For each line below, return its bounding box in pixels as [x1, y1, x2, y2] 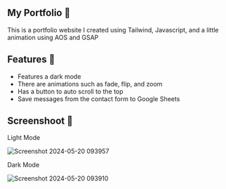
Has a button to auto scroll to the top [17, 87, 124, 96]
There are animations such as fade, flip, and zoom [17, 79, 163, 88]
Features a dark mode [17, 72, 81, 81]
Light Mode [7, 133, 41, 142]
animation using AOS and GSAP [7, 33, 99, 41]
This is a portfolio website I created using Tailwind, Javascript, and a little [7, 25, 219, 34]
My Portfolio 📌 [7, 7, 71, 19]
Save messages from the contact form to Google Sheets [17, 94, 180, 103]
